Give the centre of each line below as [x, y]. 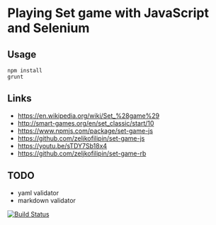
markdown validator [47, 200]
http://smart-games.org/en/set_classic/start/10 [86, 123]
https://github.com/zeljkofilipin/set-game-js [81, 138]
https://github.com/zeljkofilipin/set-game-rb [82, 153]
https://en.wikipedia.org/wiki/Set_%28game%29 [89, 116]
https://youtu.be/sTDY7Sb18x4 [62, 146]
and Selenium [49, 28]
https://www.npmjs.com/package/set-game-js [85, 131]
